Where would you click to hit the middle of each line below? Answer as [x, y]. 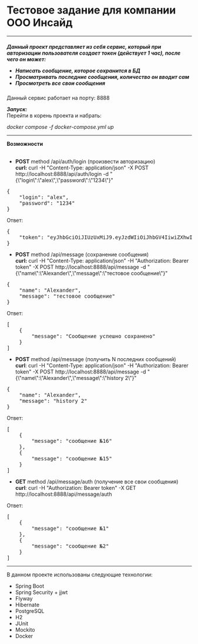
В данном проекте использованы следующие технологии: [80, 575]
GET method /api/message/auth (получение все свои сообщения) [97, 481]
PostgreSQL [30, 611]
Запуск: [17, 109]
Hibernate [27, 605]
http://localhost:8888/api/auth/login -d [62, 173]
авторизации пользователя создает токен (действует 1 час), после [94, 53]
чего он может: [26, 59]
